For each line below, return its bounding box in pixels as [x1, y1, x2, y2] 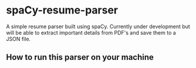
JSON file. [6, 35, 31, 42]
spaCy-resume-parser [6, 4, 119, 17]
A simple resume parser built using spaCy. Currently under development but [6, 23, 191, 30]
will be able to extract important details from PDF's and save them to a [6, 29, 176, 36]
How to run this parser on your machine [6, 52, 154, 62]
